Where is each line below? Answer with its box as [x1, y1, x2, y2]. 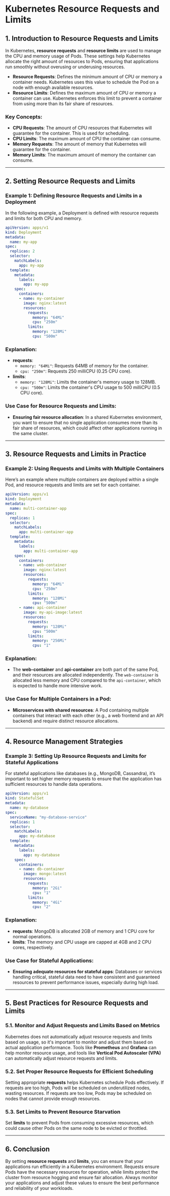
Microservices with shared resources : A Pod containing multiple [12, 707, 149, 713]
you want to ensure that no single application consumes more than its [12, 419, 158, 425]
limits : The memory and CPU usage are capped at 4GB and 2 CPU [12, 939, 152, 945]
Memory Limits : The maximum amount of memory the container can [12, 152, 156, 158]
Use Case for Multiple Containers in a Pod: [5, 695, 111, 702]
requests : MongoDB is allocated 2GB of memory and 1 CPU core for [12, 928, 155, 934]
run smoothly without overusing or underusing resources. [5, 64, 125, 70]
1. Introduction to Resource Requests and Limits [5, 34, 159, 43]
